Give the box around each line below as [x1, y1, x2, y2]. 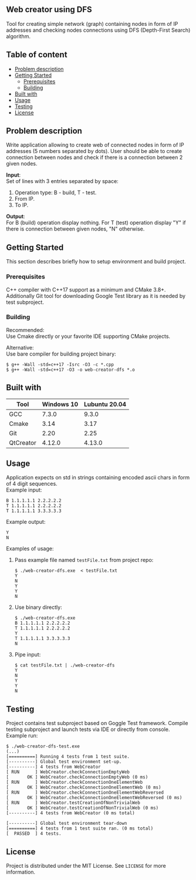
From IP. [14, 195, 35, 202]
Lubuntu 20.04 [84, 400, 127, 408]
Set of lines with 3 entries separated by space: [6, 178, 119, 185]
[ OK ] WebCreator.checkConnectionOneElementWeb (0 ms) [6, 784, 161, 791]
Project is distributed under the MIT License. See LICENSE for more [6, 862, 166, 869]
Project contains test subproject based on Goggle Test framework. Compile [6, 720, 188, 727]
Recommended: [6, 326, 45, 333]
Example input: [6, 486, 42, 493]
